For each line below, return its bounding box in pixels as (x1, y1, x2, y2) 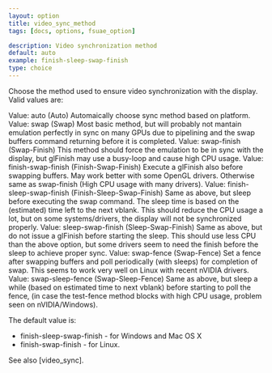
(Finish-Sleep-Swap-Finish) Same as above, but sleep (70, 188, 251, 197)
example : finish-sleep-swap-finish (8, 57, 129, 65)
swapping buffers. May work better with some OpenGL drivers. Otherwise (8, 171, 255, 180)
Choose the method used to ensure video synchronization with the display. (8, 86, 258, 95)
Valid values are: (8, 95, 64, 104)
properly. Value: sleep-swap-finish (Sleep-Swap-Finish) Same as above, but (8, 222, 263, 231)
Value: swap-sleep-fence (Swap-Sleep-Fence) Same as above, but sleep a (8, 273, 258, 283)
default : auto (8, 49, 57, 57)
